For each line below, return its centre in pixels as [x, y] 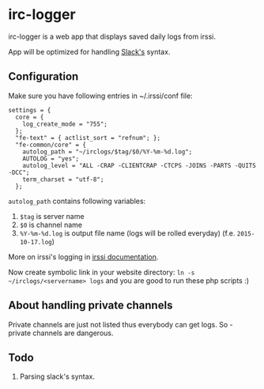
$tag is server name [52, 216]
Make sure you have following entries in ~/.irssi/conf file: [100, 96]
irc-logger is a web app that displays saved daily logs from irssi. [112, 36]
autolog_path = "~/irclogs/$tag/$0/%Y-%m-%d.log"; [107, 152]
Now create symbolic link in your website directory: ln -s [102, 272]
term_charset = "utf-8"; [63, 179]
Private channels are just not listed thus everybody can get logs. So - [121, 324]
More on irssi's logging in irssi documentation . [83, 257]
